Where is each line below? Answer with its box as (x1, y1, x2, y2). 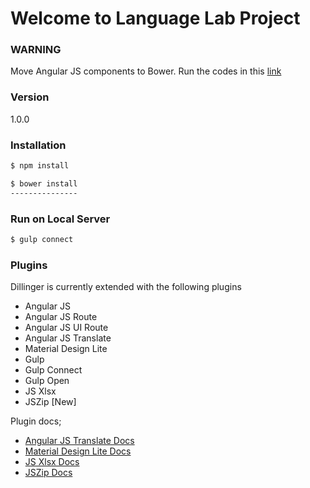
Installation (10, 138, 67, 152)
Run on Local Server (10, 212, 111, 226)
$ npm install (10, 161, 70, 171)
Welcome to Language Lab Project (10, 7, 301, 30)
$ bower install (10, 178, 78, 189)
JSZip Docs (24, 467, 73, 479)
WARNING (10, 43, 62, 57)
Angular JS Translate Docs (24, 435, 135, 447)
